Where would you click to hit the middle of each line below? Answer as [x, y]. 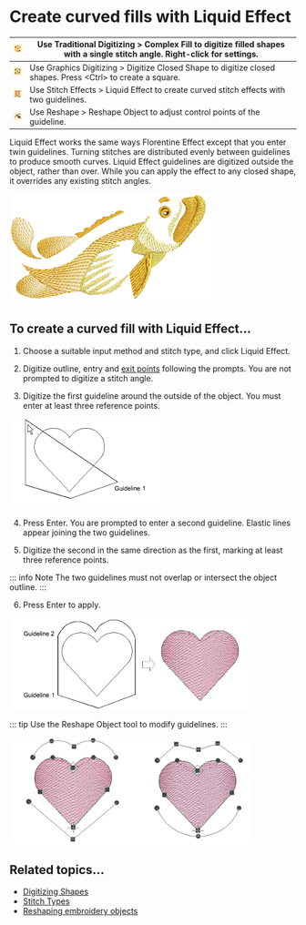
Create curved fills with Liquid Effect [150, 17]
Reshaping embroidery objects [80, 911]
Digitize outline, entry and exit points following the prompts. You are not [157, 368]
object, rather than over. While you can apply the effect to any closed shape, [153, 171]
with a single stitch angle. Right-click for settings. [161, 54]
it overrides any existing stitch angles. [81, 180]
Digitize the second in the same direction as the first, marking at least [153, 550]
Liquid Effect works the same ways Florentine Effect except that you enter [148, 142]
